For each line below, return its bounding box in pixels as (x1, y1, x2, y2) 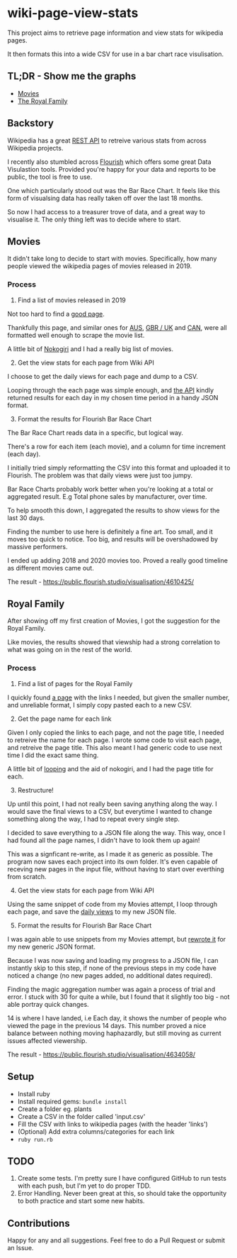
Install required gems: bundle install (17, 1097, 127, 1105)
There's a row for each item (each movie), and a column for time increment (7, 442, 226, 451)
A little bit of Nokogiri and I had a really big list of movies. (7, 344, 174, 353)
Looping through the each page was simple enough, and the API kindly (7, 385, 214, 394)
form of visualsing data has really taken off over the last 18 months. (7, 194, 203, 202)
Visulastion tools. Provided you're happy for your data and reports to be (7, 165, 216, 173)
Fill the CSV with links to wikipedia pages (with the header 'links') (17, 1120, 209, 1128)
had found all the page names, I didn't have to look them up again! (7, 836, 200, 844)
